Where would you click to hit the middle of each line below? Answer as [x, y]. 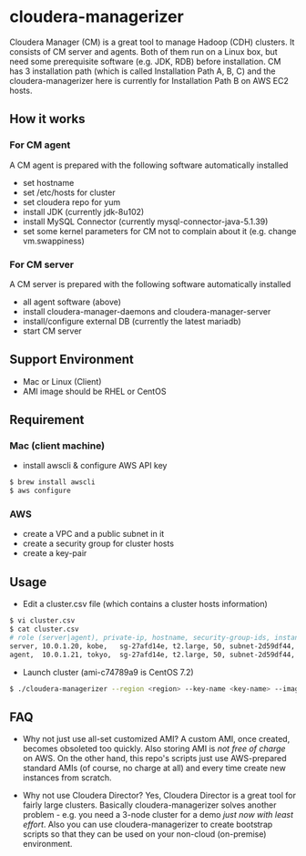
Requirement [47, 420]
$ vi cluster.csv [42, 621]
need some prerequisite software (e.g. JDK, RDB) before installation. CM [145, 61]
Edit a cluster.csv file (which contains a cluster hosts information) [145, 604]
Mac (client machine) [57, 446]
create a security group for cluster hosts [98, 543]
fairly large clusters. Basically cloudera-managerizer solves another [149, 805]
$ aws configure [40, 491]
